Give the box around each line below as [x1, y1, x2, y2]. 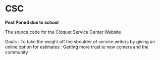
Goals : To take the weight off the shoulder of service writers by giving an [5, 38, 155, 45]
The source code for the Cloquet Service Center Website [5, 29, 121, 35]
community [5, 49, 28, 55]
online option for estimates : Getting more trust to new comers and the [5, 44, 149, 50]
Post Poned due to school [5, 19, 59, 25]
